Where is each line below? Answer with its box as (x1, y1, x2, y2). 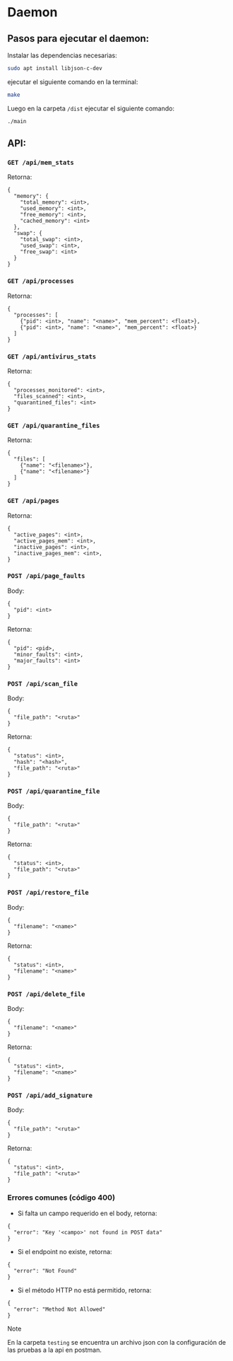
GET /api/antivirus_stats (7, 352, 97, 361)
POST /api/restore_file (7, 888, 90, 897)
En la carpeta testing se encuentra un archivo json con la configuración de (7, 1338, 226, 1346)
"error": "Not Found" (13, 1267, 78, 1274)
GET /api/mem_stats (7, 158, 74, 166)
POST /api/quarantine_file (7, 787, 100, 796)
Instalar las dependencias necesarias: (7, 51, 118, 59)
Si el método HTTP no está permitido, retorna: (17, 1285, 152, 1295)
